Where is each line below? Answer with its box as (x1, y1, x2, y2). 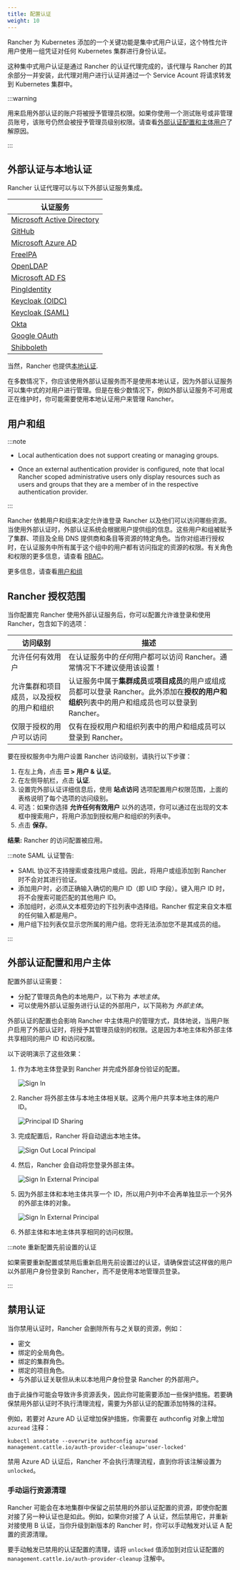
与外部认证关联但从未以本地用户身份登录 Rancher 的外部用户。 (17, 1375, 203, 1383)
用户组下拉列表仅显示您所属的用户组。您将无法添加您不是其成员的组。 (17, 920, 225, 928)
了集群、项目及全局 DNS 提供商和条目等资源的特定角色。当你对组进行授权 (7, 534, 225, 543)
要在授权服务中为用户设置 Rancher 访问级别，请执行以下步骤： (7, 752, 192, 760)
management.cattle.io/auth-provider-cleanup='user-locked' (7, 1444, 187, 1451)
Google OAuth (11, 331, 59, 341)
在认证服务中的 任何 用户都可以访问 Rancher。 (68, 652, 220, 662)
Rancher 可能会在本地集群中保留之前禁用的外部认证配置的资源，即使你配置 (7, 1503, 228, 1511)
